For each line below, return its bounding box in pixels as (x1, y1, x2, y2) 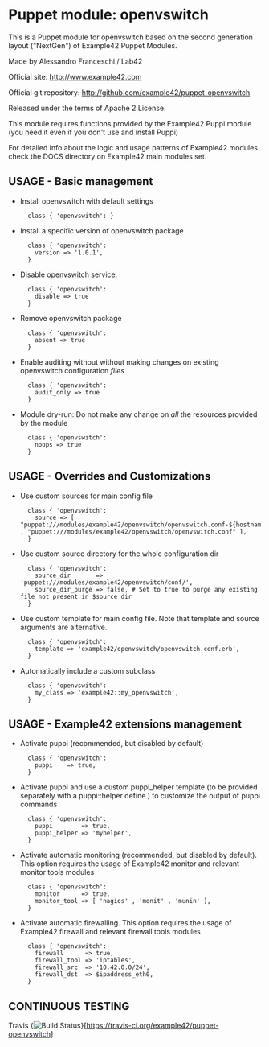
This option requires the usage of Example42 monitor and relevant (19, 859, 239, 868)
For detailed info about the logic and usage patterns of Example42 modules (8, 142, 259, 152)
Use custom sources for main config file (19, 491, 153, 501)
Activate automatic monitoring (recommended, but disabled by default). (19, 851, 257, 860)
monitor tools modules (19, 868, 95, 877)
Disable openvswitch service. (19, 270, 118, 279)
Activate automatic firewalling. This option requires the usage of (19, 918, 232, 928)
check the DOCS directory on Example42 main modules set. (8, 151, 207, 161)
